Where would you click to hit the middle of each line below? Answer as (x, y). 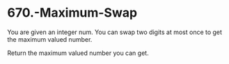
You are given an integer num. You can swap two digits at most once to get (115, 32)
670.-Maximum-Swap (72, 13)
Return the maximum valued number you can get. (78, 53)
